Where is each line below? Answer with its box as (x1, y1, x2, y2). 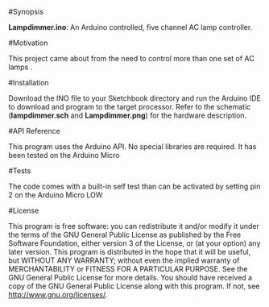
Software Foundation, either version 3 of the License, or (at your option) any (8, 239, 261, 248)
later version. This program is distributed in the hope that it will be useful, (8, 247, 251, 256)
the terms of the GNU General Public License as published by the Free (8, 230, 242, 239)
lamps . (8, 62, 33, 72)
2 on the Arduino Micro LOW (8, 190, 103, 200)
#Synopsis (8, 7, 44, 16)
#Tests (8, 166, 31, 176)
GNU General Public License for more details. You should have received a (8, 273, 252, 282)
